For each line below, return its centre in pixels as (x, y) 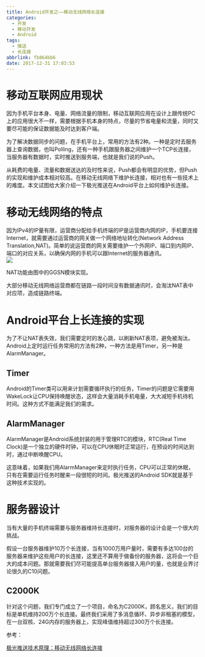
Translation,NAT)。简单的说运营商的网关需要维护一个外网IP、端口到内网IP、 (102, 246)
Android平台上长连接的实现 (75, 320)
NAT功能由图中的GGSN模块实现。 (49, 272)
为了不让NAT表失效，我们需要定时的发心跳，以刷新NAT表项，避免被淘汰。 (100, 338)
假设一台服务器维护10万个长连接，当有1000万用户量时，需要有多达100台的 (100, 548)
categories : (21, 18)
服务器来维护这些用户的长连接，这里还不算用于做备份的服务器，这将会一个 (100, 556)
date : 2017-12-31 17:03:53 (41, 63)
